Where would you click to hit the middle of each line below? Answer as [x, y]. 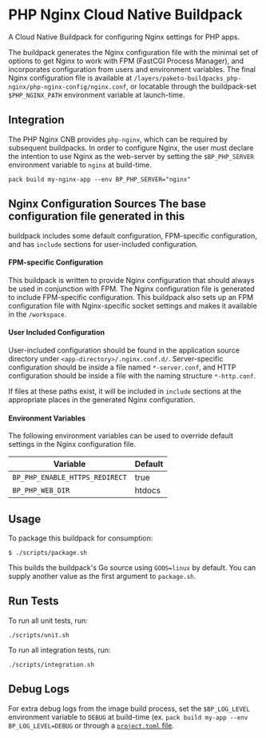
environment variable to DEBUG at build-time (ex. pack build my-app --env [128, 716]
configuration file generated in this [97, 216]
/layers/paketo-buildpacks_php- [188, 78]
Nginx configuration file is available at [70, 78]
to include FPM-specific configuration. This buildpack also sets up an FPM [131, 297]
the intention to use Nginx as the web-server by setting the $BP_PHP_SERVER [131, 156]
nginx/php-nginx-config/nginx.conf [67, 87]
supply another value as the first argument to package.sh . [102, 576]
